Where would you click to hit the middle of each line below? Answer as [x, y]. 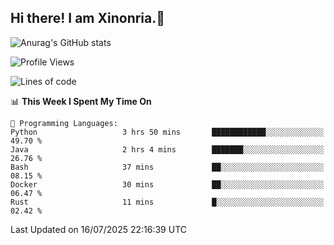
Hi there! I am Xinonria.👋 [88, 18]
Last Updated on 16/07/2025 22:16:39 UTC [98, 229]
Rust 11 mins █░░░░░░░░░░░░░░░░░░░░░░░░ [167, 202]
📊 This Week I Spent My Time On [81, 101]
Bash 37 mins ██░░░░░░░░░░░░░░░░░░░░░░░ [167, 167]
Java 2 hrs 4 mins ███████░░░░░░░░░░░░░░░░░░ [167, 149]
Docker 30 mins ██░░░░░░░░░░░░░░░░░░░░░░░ [167, 184]
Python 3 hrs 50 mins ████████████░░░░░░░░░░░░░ [167, 132]
